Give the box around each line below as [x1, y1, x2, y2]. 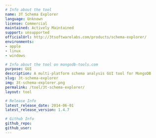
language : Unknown [5, 16, 43, 21]
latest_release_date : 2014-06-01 [5, 103, 74, 108]
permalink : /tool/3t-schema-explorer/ [5, 85, 85, 90]
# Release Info [5, 98, 37, 103]
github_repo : [5, 121, 32, 126]
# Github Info [5, 116, 35, 121]
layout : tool [5, 89, 32, 94]
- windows [5, 53, 26, 58]
